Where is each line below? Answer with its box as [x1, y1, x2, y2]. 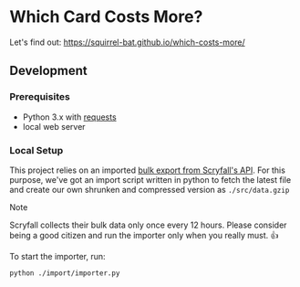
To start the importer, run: [9, 250, 107, 261]
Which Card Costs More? [9, 6, 203, 27]
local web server [22, 121, 86, 132]
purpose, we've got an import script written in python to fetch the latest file [9, 174, 292, 185]
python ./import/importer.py [9, 268, 120, 278]
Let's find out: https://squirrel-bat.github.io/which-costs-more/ [9, 37, 245, 48]
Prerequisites [9, 90, 70, 103]
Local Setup [9, 143, 64, 156]
